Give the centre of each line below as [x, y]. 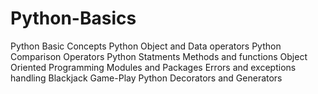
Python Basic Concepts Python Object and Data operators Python [146, 46]
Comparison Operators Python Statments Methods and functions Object [159, 56]
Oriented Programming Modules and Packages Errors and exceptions [153, 67]
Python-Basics [73, 18]
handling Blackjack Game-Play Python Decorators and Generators [146, 78]
